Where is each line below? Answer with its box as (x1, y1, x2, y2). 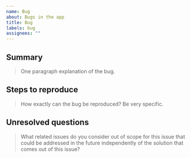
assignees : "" (6, 31, 41, 36)
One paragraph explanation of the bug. (20, 68, 116, 75)
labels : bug (6, 25, 35, 31)
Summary (6, 52, 43, 62)
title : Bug (6, 19, 33, 25)
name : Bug (6, 8, 31, 15)
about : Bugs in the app (6, 14, 65, 20)
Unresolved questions (6, 117, 90, 127)
